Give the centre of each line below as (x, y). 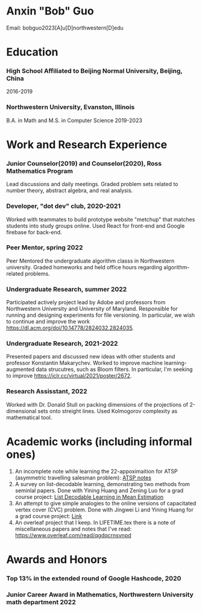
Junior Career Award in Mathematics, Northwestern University (100, 595)
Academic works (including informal (99, 442)
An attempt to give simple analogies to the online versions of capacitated (106, 503)
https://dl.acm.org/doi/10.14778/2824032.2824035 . (70, 328)
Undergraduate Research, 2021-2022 (62, 343)
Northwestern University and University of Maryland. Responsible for (92, 309)
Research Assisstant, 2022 (47, 392)
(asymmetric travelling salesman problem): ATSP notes (83, 478)
